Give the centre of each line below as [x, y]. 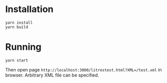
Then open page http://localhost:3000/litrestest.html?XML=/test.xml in [83, 69]
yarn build [17, 27]
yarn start [17, 60]
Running [23, 47]
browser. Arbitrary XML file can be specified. [52, 75]
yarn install [19, 23]
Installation [29, 9]
